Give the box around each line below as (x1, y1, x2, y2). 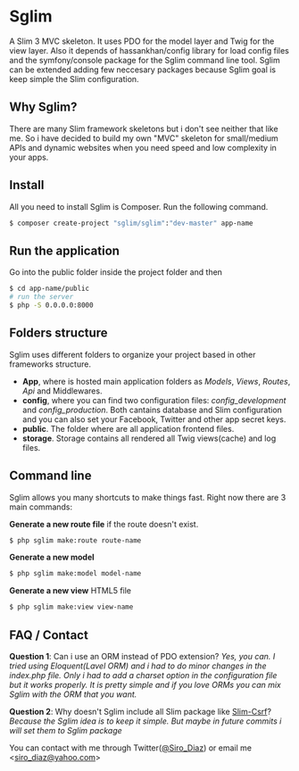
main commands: (9, 502, 73, 512)
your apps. (9, 152, 49, 162)
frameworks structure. (9, 359, 92, 369)
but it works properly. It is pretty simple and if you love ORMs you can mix (9, 679, 281, 690)
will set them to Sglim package (9, 725, 122, 735)
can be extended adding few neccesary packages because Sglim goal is (9, 64, 277, 75)
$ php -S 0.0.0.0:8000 (9, 301, 94, 310)
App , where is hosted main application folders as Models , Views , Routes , (21, 376, 291, 386)
